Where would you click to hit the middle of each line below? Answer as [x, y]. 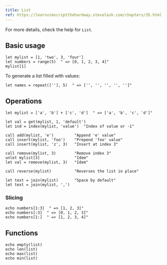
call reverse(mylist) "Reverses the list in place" [72, 172]
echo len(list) [22, 250]
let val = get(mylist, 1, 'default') [46, 122]
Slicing [14, 198]
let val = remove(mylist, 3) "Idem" [47, 162]
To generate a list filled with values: [43, 76]
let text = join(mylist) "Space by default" [61, 180]
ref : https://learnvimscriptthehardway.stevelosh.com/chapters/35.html [83, 15]
